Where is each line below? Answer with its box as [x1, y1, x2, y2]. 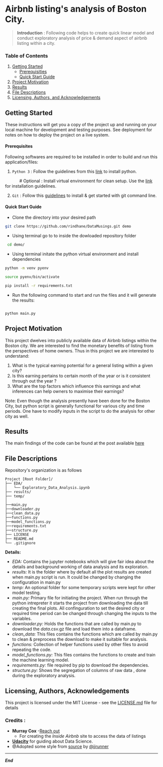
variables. [12, 615, 32, 622]
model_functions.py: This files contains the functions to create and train [12, 652, 156, 658]
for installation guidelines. [5, 183, 57, 189]
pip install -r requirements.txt [5, 283, 73, 288]
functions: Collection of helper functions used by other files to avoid [12, 642, 148, 648]
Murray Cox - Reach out [12, 728, 60, 734]
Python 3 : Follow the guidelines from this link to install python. [12, 169, 137, 174]
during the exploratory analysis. [12, 672, 76, 678]
